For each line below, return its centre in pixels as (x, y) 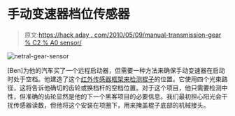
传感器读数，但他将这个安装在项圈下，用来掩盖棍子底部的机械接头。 (111, 105)
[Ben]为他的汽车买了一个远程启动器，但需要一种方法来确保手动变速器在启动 (116, 70)
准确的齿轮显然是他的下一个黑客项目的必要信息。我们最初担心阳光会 (123, 96)
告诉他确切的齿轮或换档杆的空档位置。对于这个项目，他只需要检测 (126, 88)
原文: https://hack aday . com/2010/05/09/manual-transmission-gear (123, 35)
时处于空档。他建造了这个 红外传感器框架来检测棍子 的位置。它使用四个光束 (114, 79)
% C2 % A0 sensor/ (53, 42)
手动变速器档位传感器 (69, 14)
